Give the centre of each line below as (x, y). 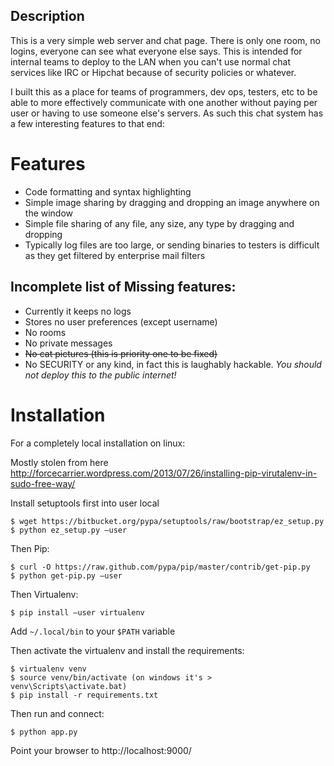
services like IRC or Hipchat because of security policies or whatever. (153, 72)
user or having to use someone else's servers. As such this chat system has (167, 113)
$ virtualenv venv (48, 669)
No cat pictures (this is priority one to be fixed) (121, 353)
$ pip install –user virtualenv (77, 612)
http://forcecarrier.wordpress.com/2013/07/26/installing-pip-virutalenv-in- (164, 473)
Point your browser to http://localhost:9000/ (101, 750)
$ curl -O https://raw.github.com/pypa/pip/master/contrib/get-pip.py (160, 567)
